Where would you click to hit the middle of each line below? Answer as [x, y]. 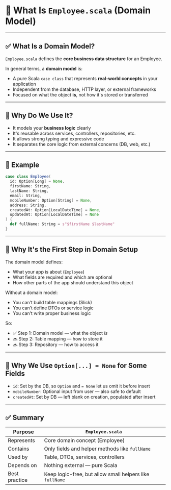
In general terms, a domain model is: [44, 68]
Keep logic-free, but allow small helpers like [97, 474]
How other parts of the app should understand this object [73, 282]
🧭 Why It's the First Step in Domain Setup [72, 250]
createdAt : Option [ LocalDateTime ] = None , [55, 210]
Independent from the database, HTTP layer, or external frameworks [84, 89]
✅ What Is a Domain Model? [50, 46]
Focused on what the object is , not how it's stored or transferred [80, 94]
